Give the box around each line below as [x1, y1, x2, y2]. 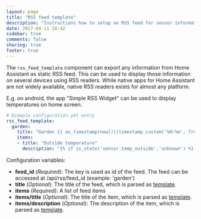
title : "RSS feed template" [6, 14, 77, 20]
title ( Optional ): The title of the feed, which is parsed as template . [14, 180, 176, 188]
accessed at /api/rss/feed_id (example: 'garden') [14, 174, 135, 181]
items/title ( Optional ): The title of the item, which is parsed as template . [14, 193, 192, 201]
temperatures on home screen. [6, 101, 83, 108]
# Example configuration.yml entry [6, 112, 95, 118]
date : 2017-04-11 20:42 [6, 25, 66, 32]
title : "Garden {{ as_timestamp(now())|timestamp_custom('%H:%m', [17, 129, 186, 135]
